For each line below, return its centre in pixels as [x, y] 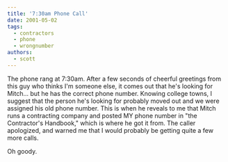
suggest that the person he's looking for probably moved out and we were [114, 101]
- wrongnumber [34, 46]
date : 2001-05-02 [32, 20]
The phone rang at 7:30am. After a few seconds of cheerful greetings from [114, 79]
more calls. [23, 138]
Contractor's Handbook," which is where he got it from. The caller [101, 123]
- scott [25, 59]
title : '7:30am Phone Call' [48, 14]
